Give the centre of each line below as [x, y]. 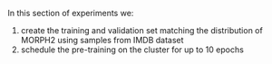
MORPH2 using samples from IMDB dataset [102, 40]
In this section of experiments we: [71, 13]
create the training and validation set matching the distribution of [141, 30]
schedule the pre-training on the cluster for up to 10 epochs [132, 50]
